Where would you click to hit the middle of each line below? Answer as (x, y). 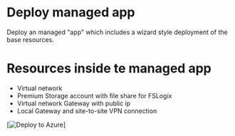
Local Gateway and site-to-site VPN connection (87, 110)
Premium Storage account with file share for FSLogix (94, 95)
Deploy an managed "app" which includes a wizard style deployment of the (117, 32)
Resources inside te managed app (109, 69)
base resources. (30, 39)
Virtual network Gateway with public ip (74, 103)
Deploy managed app (71, 12)
